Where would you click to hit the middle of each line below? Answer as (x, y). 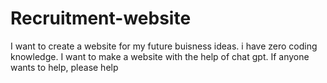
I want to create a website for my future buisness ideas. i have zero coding (164, 46)
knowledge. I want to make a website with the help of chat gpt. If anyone (160, 56)
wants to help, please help (64, 67)
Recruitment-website (101, 18)
